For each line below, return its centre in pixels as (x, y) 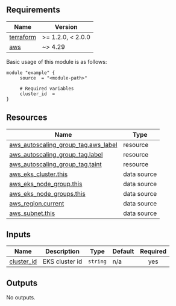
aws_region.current (37, 203)
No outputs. (21, 298)
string (97, 262)
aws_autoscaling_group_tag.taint (55, 164)
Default (123, 251)
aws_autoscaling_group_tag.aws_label (63, 145)
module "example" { (31, 73)
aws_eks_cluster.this (39, 174)
